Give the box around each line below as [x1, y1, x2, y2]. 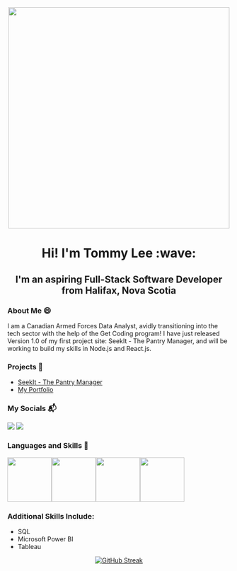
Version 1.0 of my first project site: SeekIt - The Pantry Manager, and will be [7, 336, 228, 345]
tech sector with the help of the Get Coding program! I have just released [7, 329, 221, 338]
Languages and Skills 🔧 [7, 441, 89, 451]
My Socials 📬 [7, 403, 57, 413]
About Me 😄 [7, 306, 52, 316]
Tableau [17, 543, 42, 551]
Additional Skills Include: [7, 511, 95, 521]
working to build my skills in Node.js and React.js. [7, 344, 152, 352]
